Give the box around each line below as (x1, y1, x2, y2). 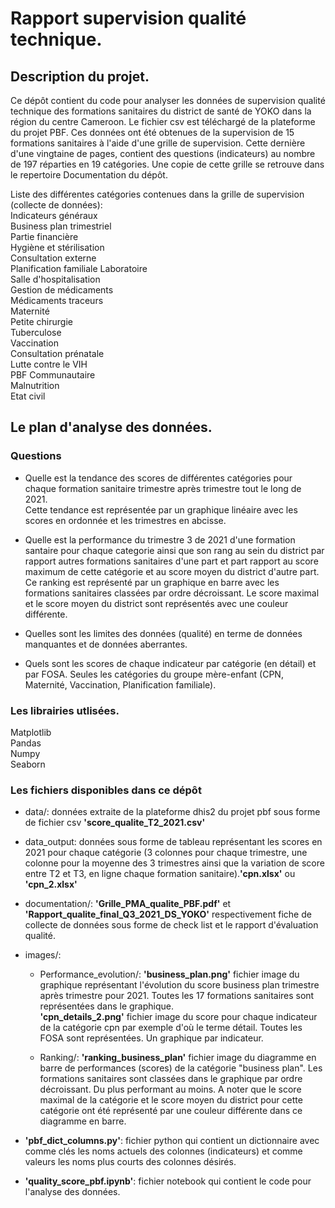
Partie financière (10, 231, 79, 242)
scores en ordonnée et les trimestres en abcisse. (24, 514, 227, 526)
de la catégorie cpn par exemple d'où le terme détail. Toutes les (39, 1022, 303, 1034)
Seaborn (10, 758, 46, 770)
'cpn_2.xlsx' (24, 878, 78, 891)
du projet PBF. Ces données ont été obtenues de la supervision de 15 (10, 127, 295, 138)
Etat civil (10, 390, 46, 402)
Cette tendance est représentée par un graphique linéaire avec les (24, 503, 298, 516)
